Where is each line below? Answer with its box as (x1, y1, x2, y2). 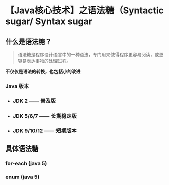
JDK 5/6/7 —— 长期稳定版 (12, 112, 77, 119)
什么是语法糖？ (5, 37, 52, 46)
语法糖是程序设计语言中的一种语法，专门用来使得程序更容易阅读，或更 (17, 52, 164, 57)
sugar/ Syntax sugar (5, 16, 92, 27)
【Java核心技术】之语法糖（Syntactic (5, 5, 164, 16)
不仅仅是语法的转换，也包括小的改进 (5, 69, 81, 75)
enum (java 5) (5, 173, 40, 180)
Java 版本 (5, 82, 29, 89)
